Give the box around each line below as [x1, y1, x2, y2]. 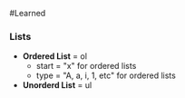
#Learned [9, 8, 46, 18]
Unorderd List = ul [22, 80, 92, 91]
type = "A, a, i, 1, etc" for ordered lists [35, 70, 177, 81]
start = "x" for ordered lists [35, 61, 137, 72]
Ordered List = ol [22, 51, 88, 62]
